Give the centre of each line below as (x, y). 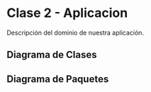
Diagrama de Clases (52, 55)
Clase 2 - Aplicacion (67, 13)
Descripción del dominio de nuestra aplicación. (75, 33)
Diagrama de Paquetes (58, 79)
